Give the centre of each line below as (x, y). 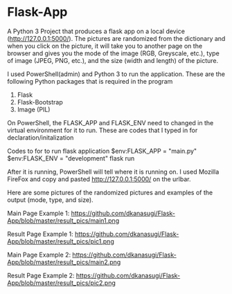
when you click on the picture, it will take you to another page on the (105, 46)
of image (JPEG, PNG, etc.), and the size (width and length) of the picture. (113, 60)
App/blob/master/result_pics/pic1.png (61, 241)
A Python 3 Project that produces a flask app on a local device (96, 31)
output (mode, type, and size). (50, 200)
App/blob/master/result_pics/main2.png (64, 262)
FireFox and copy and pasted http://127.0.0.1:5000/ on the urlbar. (99, 179)
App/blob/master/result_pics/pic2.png (62, 283)
